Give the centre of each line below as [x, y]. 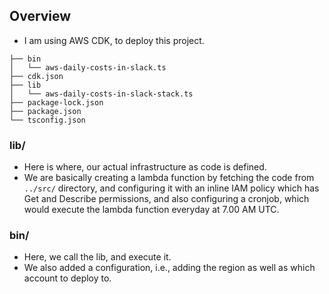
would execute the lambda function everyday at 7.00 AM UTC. [151, 210]
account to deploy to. [67, 278]
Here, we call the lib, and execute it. [97, 257]
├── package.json [45, 111]
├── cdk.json [36, 76]
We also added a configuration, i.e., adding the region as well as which [169, 268]
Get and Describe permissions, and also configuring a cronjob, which [166, 199]
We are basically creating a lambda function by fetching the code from [169, 178]
